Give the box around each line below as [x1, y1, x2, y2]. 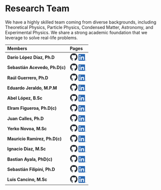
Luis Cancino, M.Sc [7, 177, 47, 183]
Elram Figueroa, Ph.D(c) [7, 105, 57, 111]
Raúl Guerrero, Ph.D [7, 74, 48, 81]
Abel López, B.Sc [7, 95, 43, 101]
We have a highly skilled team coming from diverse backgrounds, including [5, 19, 157, 25]
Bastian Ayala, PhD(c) [7, 156, 53, 162]
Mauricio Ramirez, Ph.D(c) [7, 136, 62, 142]
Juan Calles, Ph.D [7, 116, 44, 121]
